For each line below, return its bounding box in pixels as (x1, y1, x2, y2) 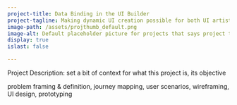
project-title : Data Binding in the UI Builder (7, 10, 150, 18)
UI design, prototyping (7, 89, 73, 98)
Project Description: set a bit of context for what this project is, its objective (7, 68, 226, 77)
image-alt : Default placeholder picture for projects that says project (7, 30, 226, 37)
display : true (7, 37, 49, 44)
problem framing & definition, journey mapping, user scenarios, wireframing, (7, 82, 229, 90)
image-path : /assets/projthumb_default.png (7, 23, 138, 30)
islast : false (7, 43, 49, 50)
